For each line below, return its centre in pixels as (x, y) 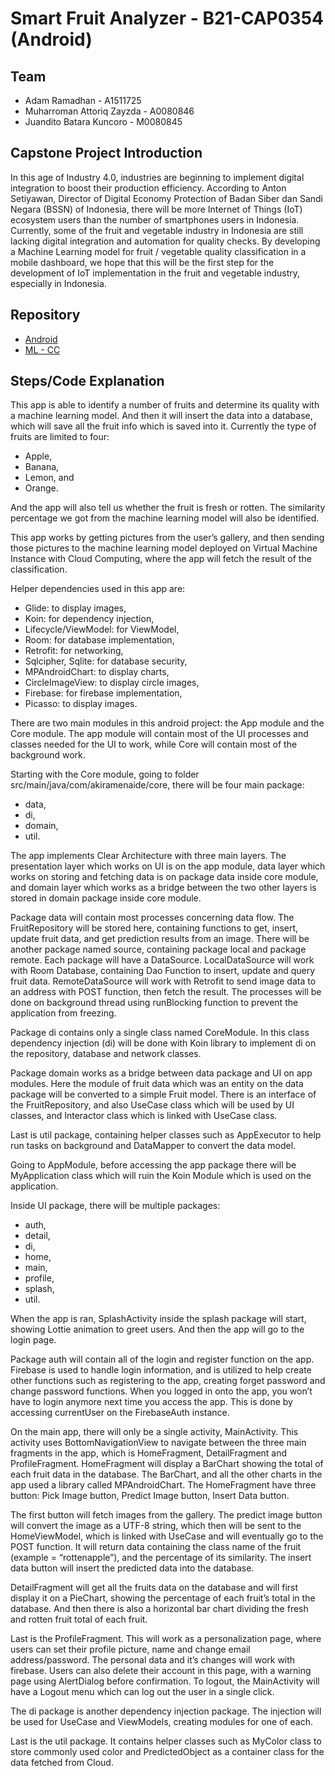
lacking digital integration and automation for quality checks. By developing (165, 241)
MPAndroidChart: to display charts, (97, 672)
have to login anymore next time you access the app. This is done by (151, 1402)
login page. (33, 1340)
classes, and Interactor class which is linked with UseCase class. (144, 1116)
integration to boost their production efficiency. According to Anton (148, 188)
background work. (48, 755)
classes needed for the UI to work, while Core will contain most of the (154, 744)
